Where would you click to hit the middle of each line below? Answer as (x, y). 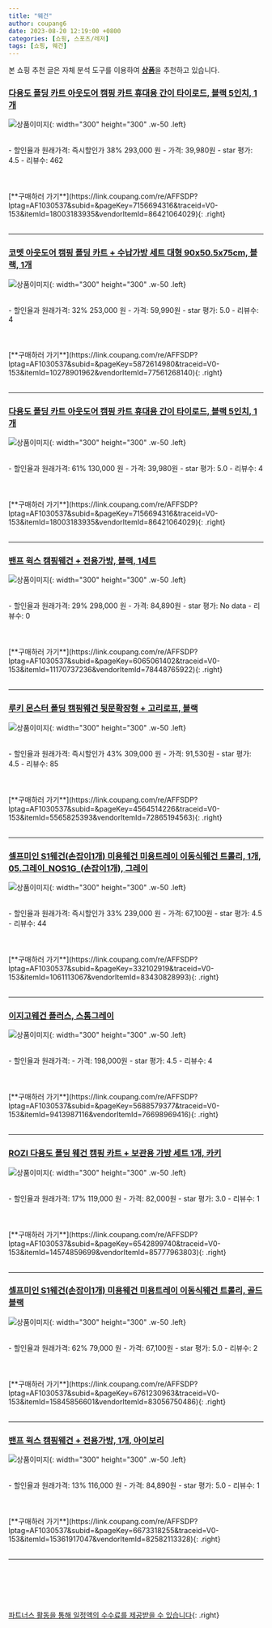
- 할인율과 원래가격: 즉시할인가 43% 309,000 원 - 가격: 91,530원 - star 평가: (130, 753)
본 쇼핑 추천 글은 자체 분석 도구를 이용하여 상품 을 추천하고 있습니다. (114, 71)
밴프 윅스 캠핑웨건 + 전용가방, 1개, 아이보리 (86, 1440)
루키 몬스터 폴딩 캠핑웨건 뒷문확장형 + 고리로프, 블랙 (103, 709)
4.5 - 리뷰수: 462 (36, 161)
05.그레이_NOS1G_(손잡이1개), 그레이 (78, 868)
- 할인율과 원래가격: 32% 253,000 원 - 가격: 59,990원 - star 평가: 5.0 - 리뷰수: (134, 310)
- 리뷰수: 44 (28, 923)
